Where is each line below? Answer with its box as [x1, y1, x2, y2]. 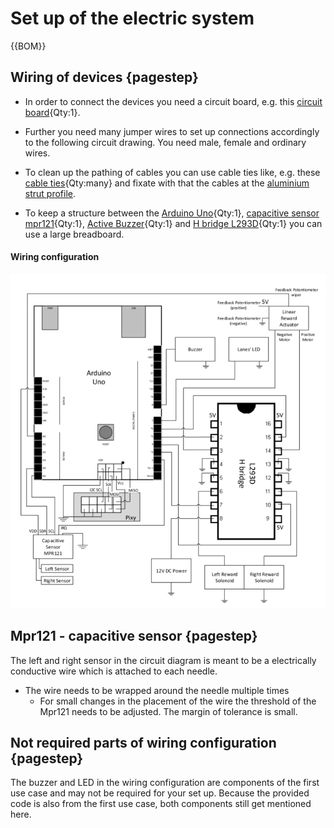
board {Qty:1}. [24, 106, 81, 118]
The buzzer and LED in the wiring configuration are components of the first [10, 777, 320, 789]
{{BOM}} [10, 40, 47, 52]
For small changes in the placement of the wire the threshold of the [39, 695, 317, 707]
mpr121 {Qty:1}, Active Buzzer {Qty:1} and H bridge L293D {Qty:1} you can [24, 217, 323, 229]
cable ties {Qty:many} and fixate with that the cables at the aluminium [24, 177, 310, 189]
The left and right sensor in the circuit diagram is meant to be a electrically [10, 654, 317, 666]
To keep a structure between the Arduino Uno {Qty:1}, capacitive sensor [24, 207, 320, 219]
